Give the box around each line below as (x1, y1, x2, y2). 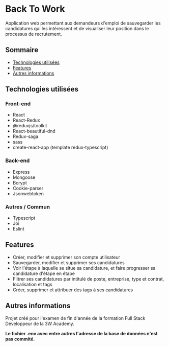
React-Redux (12, 117, 40, 123)
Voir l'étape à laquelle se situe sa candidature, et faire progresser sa (12, 265, 156, 271)
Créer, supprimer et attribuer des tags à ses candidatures (12, 287, 133, 293)
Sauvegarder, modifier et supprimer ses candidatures (12, 259, 125, 266)
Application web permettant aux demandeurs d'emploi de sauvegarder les (5, 20, 161, 26)
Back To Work (5, 3, 65, 15)
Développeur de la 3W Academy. (5, 320, 75, 327)
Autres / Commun (5, 203, 50, 210)
